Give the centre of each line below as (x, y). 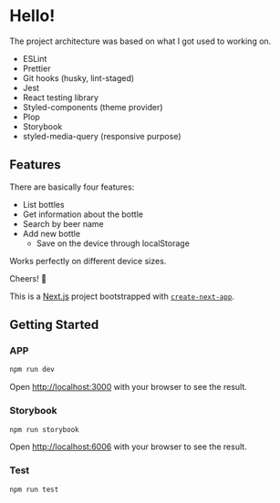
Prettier (36, 68)
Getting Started (54, 325)
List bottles (44, 204)
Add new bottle (51, 233)
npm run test (34, 489)
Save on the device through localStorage (113, 243)
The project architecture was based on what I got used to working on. (140, 41)
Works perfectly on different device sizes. (88, 261)
